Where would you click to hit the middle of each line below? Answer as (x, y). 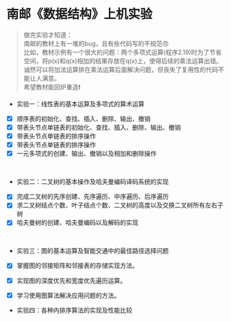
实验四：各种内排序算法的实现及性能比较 (74, 310)
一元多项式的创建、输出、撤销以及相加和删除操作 (86, 154)
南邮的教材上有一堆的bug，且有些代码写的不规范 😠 (96, 43)
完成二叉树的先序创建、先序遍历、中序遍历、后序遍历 (93, 197)
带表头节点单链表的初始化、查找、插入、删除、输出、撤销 (99, 127)
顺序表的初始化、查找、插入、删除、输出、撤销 (83, 118)
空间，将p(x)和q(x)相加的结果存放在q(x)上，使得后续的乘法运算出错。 (123, 60)
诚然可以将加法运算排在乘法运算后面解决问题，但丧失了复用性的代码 (121, 69)
